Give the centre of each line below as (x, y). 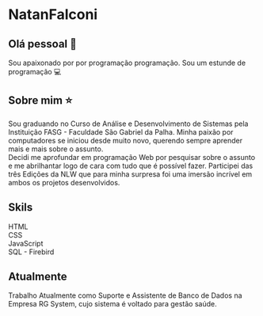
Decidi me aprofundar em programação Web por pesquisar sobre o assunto (132, 157)
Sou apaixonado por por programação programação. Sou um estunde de (127, 63)
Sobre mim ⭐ (40, 101)
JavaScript (26, 243)
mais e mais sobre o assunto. (56, 149)
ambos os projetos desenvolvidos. (64, 182)
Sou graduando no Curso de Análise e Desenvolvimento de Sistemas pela (128, 124)
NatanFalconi (53, 15)
